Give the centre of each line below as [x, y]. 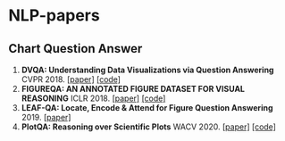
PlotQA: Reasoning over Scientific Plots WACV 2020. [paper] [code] [148, 127]
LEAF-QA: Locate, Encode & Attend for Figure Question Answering [147, 108]
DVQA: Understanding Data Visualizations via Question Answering [147, 70]
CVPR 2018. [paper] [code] [71, 79]
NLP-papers [54, 16]
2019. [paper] [46, 117]
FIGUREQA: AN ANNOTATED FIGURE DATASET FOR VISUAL [133, 89]
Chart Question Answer [75, 49]
